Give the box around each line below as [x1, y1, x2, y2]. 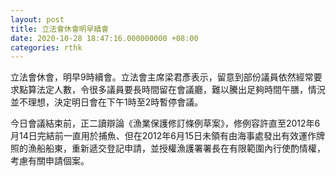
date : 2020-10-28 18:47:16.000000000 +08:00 [10, 33, 199, 43]
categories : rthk [10, 42, 83, 53]
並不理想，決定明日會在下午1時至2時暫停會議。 [10, 96, 204, 108]
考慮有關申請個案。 [10, 155, 90, 167]
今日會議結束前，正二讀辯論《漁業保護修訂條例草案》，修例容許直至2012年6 [10, 117, 321, 130]
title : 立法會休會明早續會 [10, 24, 110, 34]
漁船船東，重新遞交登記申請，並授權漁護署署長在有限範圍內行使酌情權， [27, 142, 326, 155]
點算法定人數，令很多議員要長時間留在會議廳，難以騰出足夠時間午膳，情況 [18, 84, 326, 96]
